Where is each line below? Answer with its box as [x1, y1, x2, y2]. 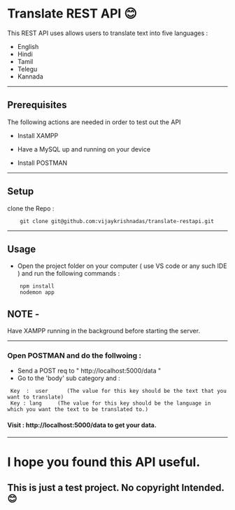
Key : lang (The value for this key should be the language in [10, 400, 211, 407]
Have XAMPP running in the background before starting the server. [7, 327, 201, 335]
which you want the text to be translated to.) [7, 406, 149, 413]
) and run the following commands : [17, 269, 120, 278]
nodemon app [20, 289, 55, 296]
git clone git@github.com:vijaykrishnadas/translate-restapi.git [20, 217, 215, 224]
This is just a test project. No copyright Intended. [7, 482, 225, 494]
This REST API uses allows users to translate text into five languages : [7, 29, 208, 37]
